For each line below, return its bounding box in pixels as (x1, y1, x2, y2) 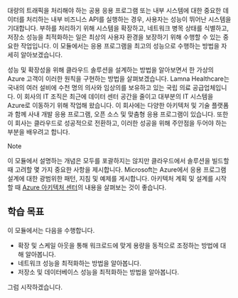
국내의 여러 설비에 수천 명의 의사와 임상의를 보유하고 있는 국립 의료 (7, 84, 191, 92)
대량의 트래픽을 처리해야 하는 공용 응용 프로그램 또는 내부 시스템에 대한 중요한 (7, 6, 222, 14)
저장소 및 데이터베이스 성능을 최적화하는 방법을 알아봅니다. (17, 267, 180, 276)
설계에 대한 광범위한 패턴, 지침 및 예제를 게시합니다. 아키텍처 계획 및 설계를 (7, 175, 214, 182)
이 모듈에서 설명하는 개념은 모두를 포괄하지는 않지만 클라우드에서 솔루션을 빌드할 (7, 157, 229, 165)
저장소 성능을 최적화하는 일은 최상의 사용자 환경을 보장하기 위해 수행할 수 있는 (7, 33, 222, 41)
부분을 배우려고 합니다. (7, 128, 70, 136)
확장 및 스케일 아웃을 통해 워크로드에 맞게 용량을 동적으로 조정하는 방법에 (17, 241, 219, 250)
